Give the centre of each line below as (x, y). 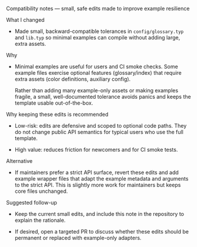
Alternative (19, 161)
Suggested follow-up (32, 203)
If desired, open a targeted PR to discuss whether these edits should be (101, 231)
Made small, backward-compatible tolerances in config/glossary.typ (99, 31)
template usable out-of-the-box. (54, 103)
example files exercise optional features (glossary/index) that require (98, 73)
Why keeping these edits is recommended (58, 114)
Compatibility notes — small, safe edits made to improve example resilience (98, 9)
